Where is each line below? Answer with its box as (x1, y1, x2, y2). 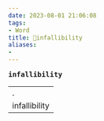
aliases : (8, 41, 37, 49)
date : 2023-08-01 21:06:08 (8, 11, 97, 20)
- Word (8, 26, 30, 34)
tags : (8, 19, 26, 27)
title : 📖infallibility (8, 33, 83, 42)
